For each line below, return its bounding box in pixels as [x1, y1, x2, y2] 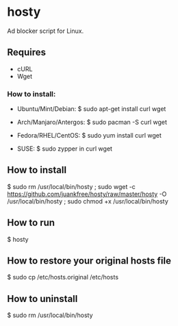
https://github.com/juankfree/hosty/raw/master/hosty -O [7, 190, 167, 198]
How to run [7, 217, 55, 229]
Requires [7, 47, 47, 58]
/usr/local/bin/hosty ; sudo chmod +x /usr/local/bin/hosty [7, 197, 169, 205]
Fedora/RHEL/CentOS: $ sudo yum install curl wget [16, 131, 162, 140]
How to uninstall [7, 292, 78, 305]
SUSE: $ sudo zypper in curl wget [16, 145, 113, 153]
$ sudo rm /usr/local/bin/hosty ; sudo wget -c [7, 182, 136, 190]
